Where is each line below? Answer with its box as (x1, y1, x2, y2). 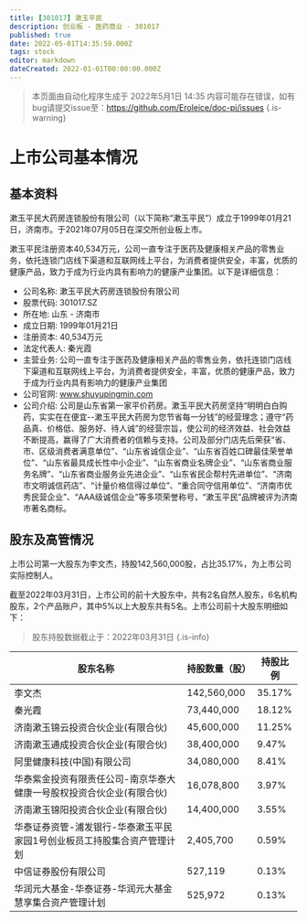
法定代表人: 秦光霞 (22, 342, 92, 353)
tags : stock (9, 48, 55, 57)
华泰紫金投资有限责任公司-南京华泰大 (14, 772, 176, 785)
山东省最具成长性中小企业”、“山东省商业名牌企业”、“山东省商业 (46, 456, 285, 467)
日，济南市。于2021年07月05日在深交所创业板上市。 (9, 223, 207, 234)
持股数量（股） (186, 662, 251, 675)
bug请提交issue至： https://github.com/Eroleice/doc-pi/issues (31, 102, 265, 112)
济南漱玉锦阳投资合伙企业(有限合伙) (14, 803, 168, 816)
